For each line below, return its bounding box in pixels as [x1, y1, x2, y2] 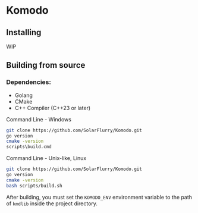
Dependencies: [6, 78, 52, 86]
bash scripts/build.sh [6, 183, 62, 189]
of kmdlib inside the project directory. [6, 200, 98, 207]
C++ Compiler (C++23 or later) [14, 104, 91, 111]
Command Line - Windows [6, 115, 71, 123]
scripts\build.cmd [6, 144, 52, 150]
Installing [6, 27, 42, 37]
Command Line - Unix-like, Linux [6, 155, 87, 162]
